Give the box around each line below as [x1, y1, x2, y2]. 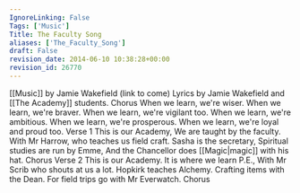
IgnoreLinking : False [9, 13, 90, 22]
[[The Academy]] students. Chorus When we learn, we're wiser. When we [9, 97, 282, 108]
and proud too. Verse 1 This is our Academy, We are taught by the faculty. [9, 126, 281, 136]
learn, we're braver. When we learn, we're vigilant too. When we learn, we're [9, 107, 291, 118]
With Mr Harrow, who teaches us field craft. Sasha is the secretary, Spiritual [9, 136, 289, 146]
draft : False [9, 47, 58, 56]
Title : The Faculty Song [9, 30, 102, 39]
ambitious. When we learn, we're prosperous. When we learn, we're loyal [9, 116, 279, 127]
